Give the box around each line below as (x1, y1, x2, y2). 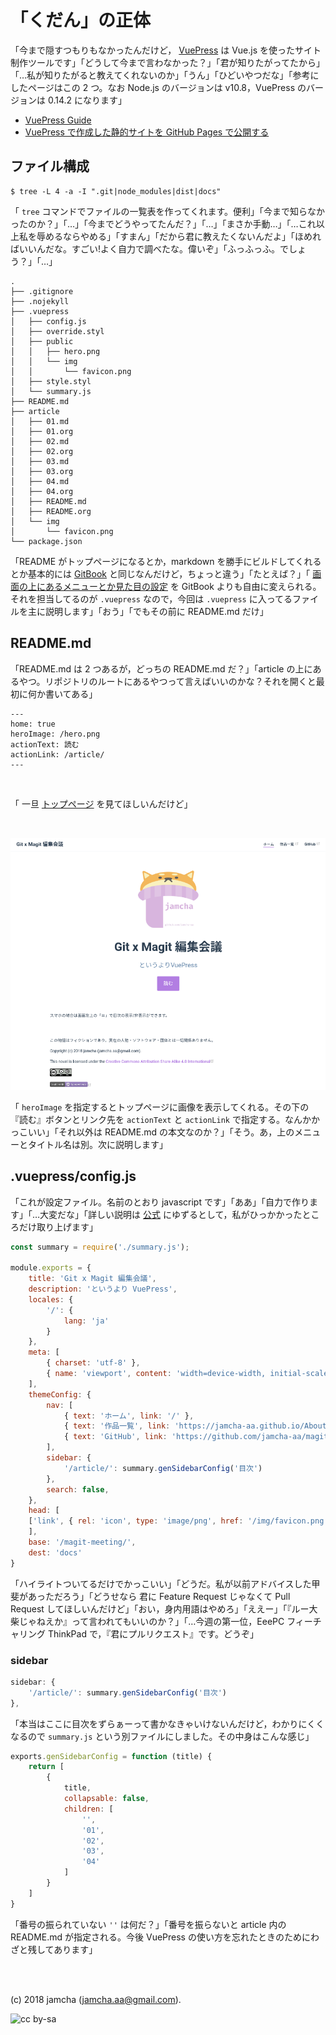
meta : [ (28, 1347, 60, 1358)
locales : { (28, 1294, 74, 1305)
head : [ (28, 1506, 60, 1516)
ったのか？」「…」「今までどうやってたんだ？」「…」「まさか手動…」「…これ (10, 217, 317, 230)
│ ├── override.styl (10, 326, 105, 336)
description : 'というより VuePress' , (28, 1284, 178, 1295)
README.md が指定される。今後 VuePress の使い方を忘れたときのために (10, 1931, 311, 1943)
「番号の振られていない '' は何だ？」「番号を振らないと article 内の (10, 1918, 287, 1930)
